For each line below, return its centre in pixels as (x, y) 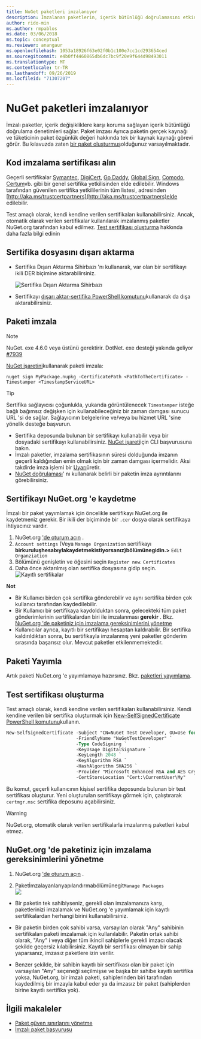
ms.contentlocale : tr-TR (37, 67)
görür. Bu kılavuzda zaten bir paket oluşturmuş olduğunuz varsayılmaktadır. (98, 144)
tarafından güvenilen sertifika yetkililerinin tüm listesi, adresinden (86, 190)
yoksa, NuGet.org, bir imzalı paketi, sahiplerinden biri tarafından (93, 977)
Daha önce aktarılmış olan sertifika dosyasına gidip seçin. (86, 568)
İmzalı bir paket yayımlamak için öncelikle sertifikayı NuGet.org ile (87, 513)
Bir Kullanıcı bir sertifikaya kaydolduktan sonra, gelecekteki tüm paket (100, 611)
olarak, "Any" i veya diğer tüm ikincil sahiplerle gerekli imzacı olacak (98, 940)
